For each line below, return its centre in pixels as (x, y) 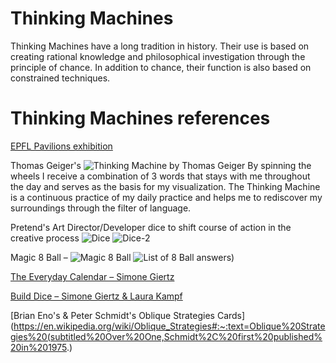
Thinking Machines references (140, 118)
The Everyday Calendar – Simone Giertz (92, 276)
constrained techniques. (60, 78)
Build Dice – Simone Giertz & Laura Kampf (96, 296)
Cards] (231, 315)
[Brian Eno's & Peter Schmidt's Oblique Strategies (112, 315)
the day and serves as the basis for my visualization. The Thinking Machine (165, 186)
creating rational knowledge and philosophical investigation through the (158, 56)
